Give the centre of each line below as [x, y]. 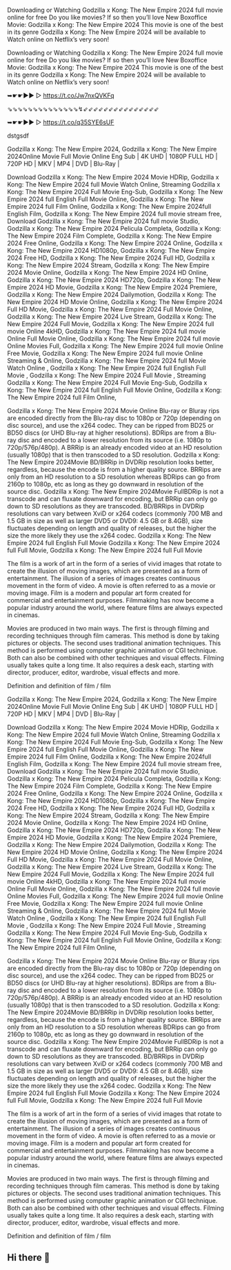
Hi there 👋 [29, 1258]
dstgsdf [18, 135]
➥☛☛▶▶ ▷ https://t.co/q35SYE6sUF [61, 122]
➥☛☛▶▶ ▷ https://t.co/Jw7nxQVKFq [61, 95]
